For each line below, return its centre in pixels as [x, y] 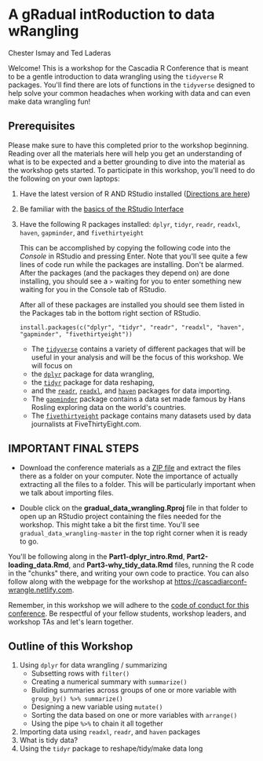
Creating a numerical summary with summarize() [109, 682]
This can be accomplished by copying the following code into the [125, 247]
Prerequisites [42, 126]
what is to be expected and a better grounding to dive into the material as [127, 162]
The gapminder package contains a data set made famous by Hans [138, 399]
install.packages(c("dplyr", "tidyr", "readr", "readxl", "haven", [132, 327]
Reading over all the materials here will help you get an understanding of [125, 153]
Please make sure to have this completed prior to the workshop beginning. [128, 145]
